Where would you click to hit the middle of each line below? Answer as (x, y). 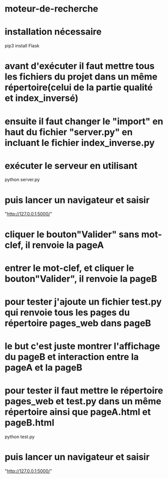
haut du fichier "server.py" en (69, 132)
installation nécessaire (53, 32)
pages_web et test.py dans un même (83, 401)
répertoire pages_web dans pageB (78, 323)
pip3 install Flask (22, 46)
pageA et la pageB (44, 368)
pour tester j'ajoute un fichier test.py (83, 301)
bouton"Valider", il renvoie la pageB (81, 279)
